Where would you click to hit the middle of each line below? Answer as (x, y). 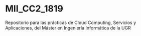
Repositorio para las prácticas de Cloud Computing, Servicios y (71, 22)
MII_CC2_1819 (34, 9)
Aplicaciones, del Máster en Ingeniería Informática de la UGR (68, 27)
